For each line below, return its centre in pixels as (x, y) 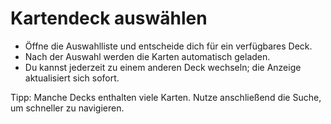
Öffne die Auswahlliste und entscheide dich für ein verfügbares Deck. (168, 46)
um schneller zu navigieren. (67, 108)
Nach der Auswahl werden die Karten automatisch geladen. (147, 56)
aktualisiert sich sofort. (72, 78)
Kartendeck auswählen (109, 18)
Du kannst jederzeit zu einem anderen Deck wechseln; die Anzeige (163, 67)
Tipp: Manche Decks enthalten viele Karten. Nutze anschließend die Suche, (166, 97)
